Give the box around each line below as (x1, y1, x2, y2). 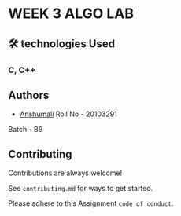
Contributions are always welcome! (8, 168, 123, 178)
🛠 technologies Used (8, 37, 116, 50)
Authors (8, 88, 50, 102)
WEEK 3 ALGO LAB (8, 5, 134, 23)
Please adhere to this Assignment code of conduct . (8, 199, 174, 208)
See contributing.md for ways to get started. (8, 184, 153, 193)
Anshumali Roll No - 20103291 (19, 109, 118, 119)
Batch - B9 (8, 125, 43, 134)
